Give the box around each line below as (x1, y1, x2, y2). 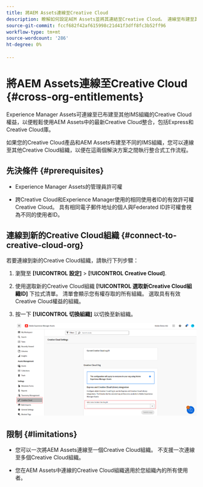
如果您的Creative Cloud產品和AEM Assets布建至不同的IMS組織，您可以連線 (6, 139, 195, 146)
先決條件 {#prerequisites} (6, 166, 104, 176)
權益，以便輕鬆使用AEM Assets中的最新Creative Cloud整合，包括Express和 (6, 118, 194, 125)
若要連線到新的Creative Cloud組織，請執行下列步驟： (6, 257, 139, 264)
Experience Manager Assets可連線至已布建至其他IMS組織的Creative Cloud (6, 111, 192, 118)
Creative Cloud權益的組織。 (14, 298, 85, 305)
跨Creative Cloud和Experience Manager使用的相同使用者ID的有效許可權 (14, 195, 195, 203)
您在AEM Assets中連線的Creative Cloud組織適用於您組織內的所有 (14, 466, 178, 474)
